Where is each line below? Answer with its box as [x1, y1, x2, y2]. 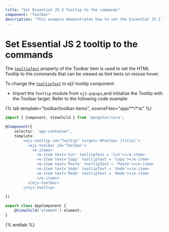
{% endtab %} [5, 221, 35, 227]
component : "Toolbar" [5, 12, 51, 17]
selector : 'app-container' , [14, 129, 73, 134]
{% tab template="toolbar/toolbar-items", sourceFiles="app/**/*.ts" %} [5, 105, 152, 111]
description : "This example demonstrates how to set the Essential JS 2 [5, 17, 161, 22]
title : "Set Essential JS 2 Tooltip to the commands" [5, 7, 121, 13]
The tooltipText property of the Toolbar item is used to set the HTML [5, 66, 150, 72]
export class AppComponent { [5, 203, 66, 208]
